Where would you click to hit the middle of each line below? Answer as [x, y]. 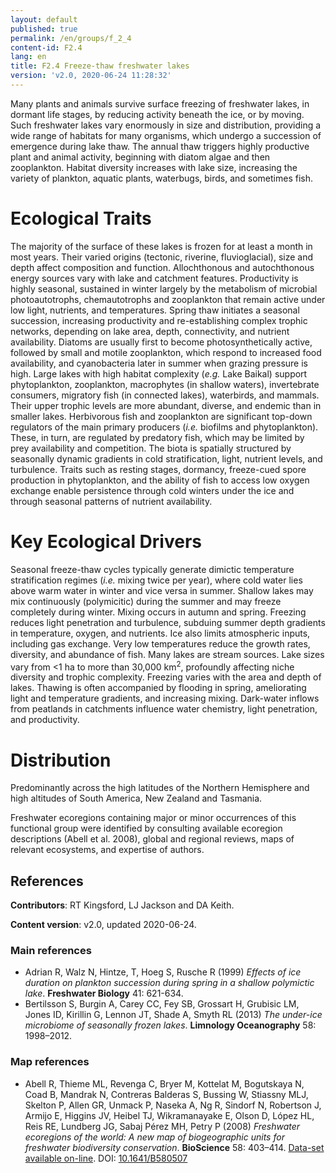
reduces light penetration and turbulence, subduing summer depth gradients [168, 622]
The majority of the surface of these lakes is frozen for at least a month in [161, 246]
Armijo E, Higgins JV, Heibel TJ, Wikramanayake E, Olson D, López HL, [169, 1115]
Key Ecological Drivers [106, 542]
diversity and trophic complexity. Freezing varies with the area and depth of [166, 677]
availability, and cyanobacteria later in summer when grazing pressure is [159, 363]
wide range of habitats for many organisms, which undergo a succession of [166, 135]
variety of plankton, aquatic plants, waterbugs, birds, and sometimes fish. [162, 178]
